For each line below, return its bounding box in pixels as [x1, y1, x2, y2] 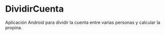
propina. [5, 24, 22, 30]
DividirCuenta [5, 3, 64, 15]
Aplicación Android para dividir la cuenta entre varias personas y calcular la [5, 19, 161, 25]
